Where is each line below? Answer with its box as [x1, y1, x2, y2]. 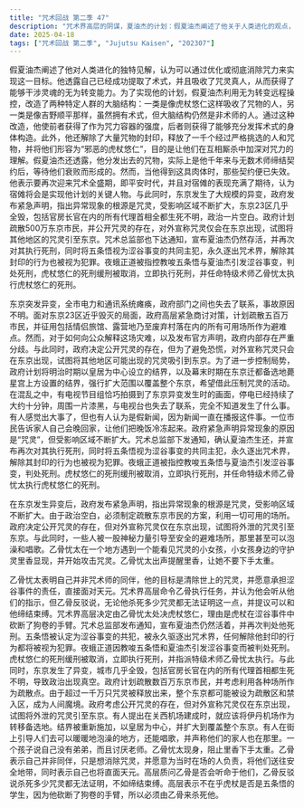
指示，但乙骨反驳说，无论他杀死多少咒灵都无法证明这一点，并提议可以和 [24, 597, 295, 608]
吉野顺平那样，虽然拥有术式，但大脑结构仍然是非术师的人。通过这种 [40, 109, 295, 120]
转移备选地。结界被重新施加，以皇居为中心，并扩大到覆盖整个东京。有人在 [9, 721, 287, 733]
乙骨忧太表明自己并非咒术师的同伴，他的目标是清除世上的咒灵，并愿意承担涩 [9, 575, 295, 585]
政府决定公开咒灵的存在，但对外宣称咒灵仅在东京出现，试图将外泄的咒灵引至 [9, 521, 295, 532]
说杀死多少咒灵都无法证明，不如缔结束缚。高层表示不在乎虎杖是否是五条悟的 [9, 778, 295, 789]
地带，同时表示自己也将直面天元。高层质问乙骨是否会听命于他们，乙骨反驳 [16, 766, 295, 778]
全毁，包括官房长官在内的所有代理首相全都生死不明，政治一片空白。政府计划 [9, 212, 295, 223]
